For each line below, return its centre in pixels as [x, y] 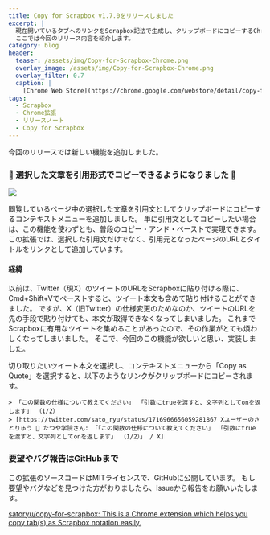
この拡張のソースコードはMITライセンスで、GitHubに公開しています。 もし [132, 477]
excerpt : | [27, 23]
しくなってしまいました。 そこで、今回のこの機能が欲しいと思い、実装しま [132, 339]
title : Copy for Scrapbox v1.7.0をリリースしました [91, 16]
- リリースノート [40, 121]
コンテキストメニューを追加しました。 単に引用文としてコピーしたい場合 [136, 219]
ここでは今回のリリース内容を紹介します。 [75, 38]
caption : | [34, 83]
